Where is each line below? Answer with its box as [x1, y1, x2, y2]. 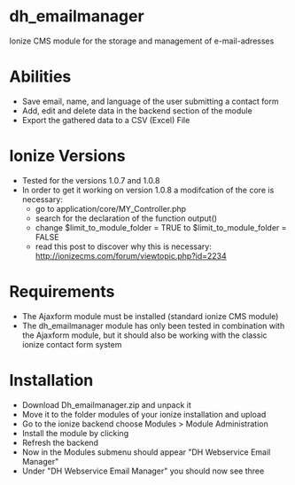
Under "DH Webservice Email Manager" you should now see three [21, 465, 265, 476]
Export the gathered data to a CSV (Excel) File [21, 114, 190, 125]
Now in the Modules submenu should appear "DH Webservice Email [21, 446, 271, 458]
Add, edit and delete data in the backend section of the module [21, 105, 252, 116]
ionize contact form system [21, 339, 122, 349]
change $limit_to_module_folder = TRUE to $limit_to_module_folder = [35, 222, 287, 232]
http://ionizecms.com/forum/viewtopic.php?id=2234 [35, 250, 228, 261]
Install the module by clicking [21, 427, 129, 438]
